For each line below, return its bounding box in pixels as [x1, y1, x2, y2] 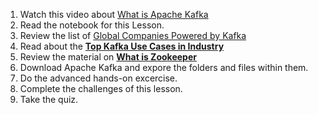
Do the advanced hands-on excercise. [19, 72, 178, 84]
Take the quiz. [19, 94, 79, 105]
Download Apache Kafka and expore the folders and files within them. [19, 62, 309, 73]
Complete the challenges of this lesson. [19, 83, 183, 94]
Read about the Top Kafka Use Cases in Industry [19, 40, 225, 52]
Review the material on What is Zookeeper [19, 51, 197, 63]
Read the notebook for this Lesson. [19, 19, 165, 31]
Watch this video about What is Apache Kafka [19, 9, 209, 20]
